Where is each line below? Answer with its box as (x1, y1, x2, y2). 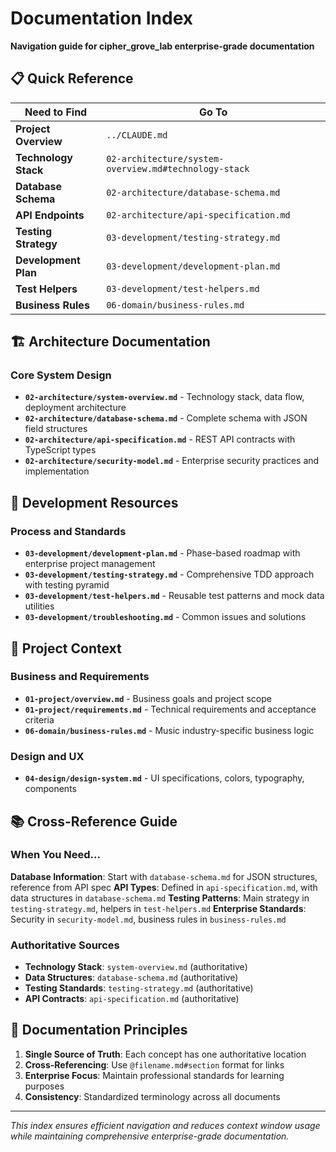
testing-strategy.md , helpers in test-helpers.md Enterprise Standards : (10, 902, 307, 914)
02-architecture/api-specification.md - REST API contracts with (24, 433, 296, 446)
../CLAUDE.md (106, 129, 168, 141)
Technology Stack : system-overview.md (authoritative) (24, 961, 248, 973)
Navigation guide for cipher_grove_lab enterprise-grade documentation (10, 40, 315, 52)
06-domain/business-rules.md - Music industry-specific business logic (24, 724, 315, 736)
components (24, 783, 77, 795)
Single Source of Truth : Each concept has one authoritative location (24, 1048, 307, 1060)
